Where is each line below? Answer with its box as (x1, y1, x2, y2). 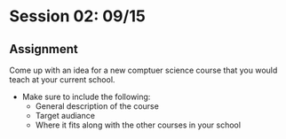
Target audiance (35, 111, 96, 120)
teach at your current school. (9, 74, 115, 85)
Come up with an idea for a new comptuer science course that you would (9, 65, 278, 75)
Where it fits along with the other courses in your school (35, 120, 242, 130)
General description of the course (35, 101, 160, 112)
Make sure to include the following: (21, 91, 151, 102)
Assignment (9, 42, 78, 57)
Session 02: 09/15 (9, 6, 147, 27)
